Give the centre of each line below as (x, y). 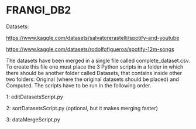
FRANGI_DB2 (39, 10)
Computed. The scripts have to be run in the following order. (79, 85)
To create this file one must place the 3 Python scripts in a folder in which (95, 67)
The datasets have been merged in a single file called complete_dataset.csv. (98, 60)
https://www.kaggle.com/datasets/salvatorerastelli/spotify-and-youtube (93, 38)
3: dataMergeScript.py (33, 119)
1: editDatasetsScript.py (35, 97)
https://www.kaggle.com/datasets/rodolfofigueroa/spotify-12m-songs (90, 49)
